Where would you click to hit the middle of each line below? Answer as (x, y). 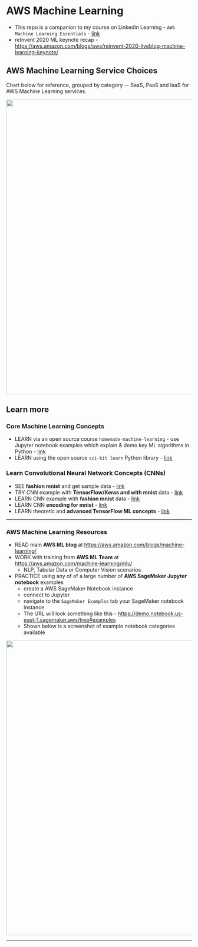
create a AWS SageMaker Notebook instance (78, 589)
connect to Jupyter (47, 595)
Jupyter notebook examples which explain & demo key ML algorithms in (102, 446)
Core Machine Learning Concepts (55, 427)
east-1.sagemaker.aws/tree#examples (70, 620)
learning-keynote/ (37, 52)
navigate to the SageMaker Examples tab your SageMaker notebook (103, 601)
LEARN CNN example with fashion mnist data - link (77, 499)
